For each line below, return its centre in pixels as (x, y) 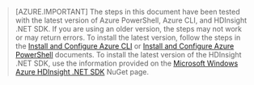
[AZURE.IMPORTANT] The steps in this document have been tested (127, 12)
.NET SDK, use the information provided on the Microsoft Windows (127, 63)
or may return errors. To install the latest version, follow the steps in (128, 37)
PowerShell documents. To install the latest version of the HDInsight (128, 55)
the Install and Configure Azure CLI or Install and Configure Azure (125, 46)
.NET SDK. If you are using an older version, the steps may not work (128, 29)
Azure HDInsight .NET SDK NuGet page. (82, 72)
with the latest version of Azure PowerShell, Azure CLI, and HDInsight (131, 20)
